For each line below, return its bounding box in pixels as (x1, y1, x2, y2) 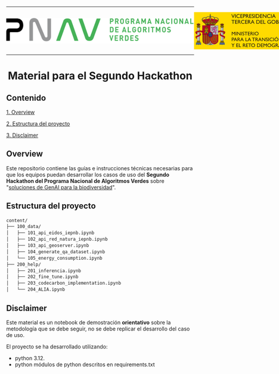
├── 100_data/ (6, 224, 42, 230)
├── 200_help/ (6, 261, 42, 267)
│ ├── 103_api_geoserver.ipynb (6, 242, 89, 249)
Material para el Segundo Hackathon (8, 69, 193, 83)
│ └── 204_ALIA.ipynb (6, 286, 66, 292)
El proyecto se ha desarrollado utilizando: (6, 343, 108, 350)
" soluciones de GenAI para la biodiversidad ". (6, 183, 116, 191)
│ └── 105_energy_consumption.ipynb (6, 255, 103, 261)
